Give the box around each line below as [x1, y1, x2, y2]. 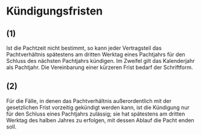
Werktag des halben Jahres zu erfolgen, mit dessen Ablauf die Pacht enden [6, 116, 194, 123]
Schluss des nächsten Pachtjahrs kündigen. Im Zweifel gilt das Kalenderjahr [6, 58, 195, 64]
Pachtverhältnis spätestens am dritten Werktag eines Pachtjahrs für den [6, 51, 185, 58]
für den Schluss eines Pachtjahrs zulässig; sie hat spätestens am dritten [6, 110, 185, 117]
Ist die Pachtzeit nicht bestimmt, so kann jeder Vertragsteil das [6, 44, 162, 51]
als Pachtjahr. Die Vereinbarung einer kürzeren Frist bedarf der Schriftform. [6, 64, 193, 71]
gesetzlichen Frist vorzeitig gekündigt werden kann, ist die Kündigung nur [6, 104, 190, 111]
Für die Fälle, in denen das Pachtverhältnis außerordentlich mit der [6, 97, 172, 104]
